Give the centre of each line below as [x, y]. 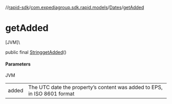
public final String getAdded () [36, 52]
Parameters [18, 64]
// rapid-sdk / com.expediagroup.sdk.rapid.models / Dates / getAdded [75, 7]
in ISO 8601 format [51, 94]
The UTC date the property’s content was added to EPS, [95, 88]
